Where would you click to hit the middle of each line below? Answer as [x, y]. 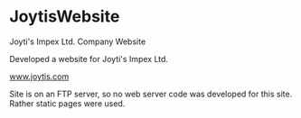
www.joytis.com [39, 76]
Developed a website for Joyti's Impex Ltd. [89, 59]
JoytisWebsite [65, 17]
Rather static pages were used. [67, 103]
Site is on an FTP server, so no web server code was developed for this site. [151, 94]
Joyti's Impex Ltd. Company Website [78, 41]
